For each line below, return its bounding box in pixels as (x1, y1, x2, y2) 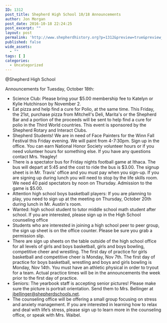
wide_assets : (5, 44, 32, 49)
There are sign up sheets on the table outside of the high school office (12, 238, 157, 244)
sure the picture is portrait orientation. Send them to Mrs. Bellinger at (12, 286, 154, 292)
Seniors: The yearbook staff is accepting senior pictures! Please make (12, 280, 156, 286)
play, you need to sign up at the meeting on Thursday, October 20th (12, 196, 152, 202)
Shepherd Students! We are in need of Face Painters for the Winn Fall (12, 133, 155, 139)
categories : (5, 58, 30, 63)
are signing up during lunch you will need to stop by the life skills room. (12, 175, 158, 181)
